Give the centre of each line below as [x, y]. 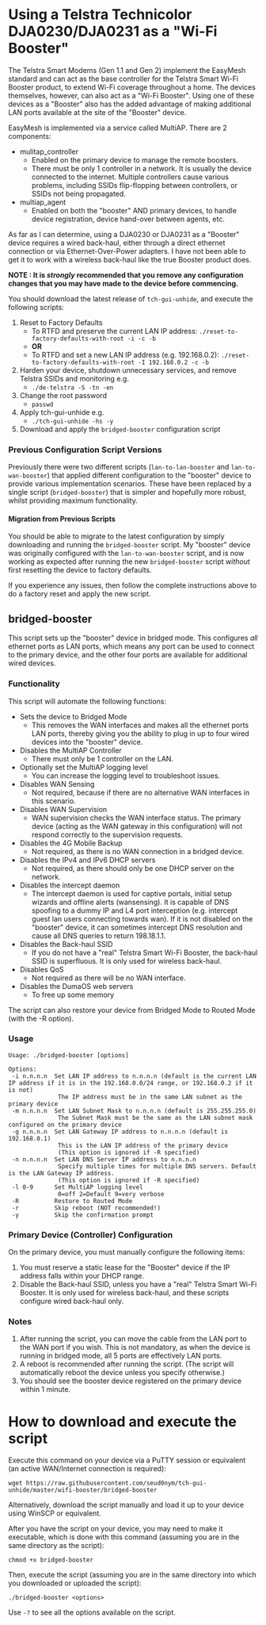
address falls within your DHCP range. [82, 1276]
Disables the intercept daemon [70, 885]
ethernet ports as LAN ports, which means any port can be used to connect [131, 646]
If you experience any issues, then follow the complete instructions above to [133, 585]
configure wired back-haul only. [72, 1301]
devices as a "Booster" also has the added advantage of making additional [130, 104]
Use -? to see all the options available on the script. [92, 1612]
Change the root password [63, 395]
